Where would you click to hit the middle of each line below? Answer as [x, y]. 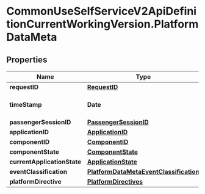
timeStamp [26, 105]
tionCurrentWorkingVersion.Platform [103, 24]
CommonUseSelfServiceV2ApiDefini [102, 11]
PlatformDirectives [115, 181]
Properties [27, 59]
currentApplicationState [45, 162]
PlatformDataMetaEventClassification [143, 172]
